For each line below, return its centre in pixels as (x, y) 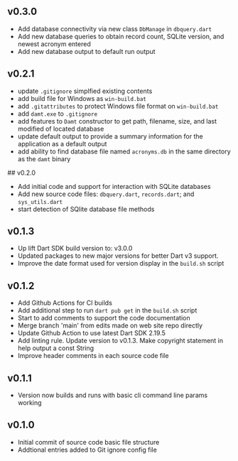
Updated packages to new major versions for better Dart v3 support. (118, 256)
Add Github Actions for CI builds (65, 303)
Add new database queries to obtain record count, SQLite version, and (121, 36)
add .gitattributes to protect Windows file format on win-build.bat (118, 106)
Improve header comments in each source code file (93, 356)
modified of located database (61, 129)
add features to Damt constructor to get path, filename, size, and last (117, 121)
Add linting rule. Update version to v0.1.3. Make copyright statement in (120, 341)
